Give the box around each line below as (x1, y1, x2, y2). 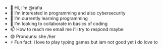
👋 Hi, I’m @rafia (10, 5, 43, 10)
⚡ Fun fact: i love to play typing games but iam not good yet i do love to (10, 39, 158, 45)
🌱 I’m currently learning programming (10, 15, 88, 21)
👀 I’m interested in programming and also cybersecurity (10, 10, 126, 16)
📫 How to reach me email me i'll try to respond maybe (10, 26, 124, 32)
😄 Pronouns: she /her (10, 33, 56, 39)
